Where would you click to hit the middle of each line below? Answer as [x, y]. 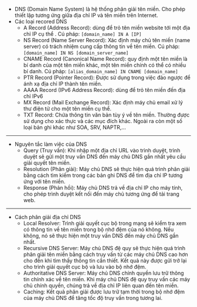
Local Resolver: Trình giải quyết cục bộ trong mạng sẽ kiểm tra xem [105, 223]
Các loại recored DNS [41, 21]
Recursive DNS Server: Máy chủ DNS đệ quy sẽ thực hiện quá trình [104, 248]
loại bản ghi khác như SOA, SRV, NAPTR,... [74, 127]
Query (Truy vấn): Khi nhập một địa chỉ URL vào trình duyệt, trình [102, 150]
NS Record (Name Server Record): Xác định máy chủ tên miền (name [107, 40]
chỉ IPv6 [33, 96]
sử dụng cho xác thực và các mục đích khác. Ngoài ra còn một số [103, 121]
